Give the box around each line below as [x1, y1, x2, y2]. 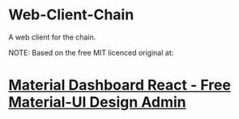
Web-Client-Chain [8, 6, 134, 24]
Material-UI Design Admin [8, 93, 186, 112]
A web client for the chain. [8, 32, 96, 42]
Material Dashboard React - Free [8, 76, 231, 94]
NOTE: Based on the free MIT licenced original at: [8, 47, 174, 57]
